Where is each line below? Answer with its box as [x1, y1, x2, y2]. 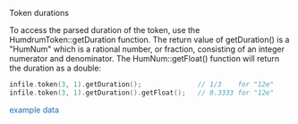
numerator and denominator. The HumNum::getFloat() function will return [9, 54, 280, 63]
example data [9, 104, 60, 115]
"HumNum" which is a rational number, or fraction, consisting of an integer [9, 44, 285, 54]
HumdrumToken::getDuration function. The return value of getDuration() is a [9, 35, 290, 45]
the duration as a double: [9, 62, 101, 73]
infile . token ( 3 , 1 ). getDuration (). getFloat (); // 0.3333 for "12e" [9, 88, 275, 97]
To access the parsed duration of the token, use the [9, 25, 200, 35]
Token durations [9, 8, 70, 18]
